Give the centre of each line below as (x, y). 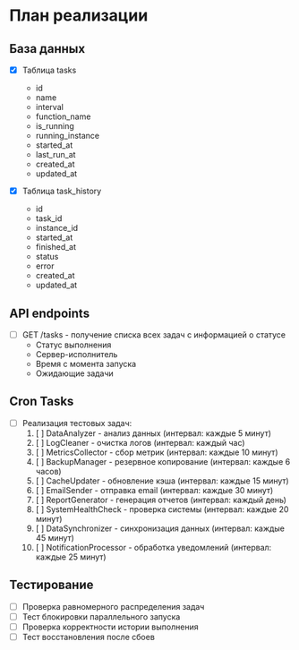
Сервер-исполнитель (77, 354)
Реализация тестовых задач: (77, 423)
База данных (47, 49)
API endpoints (50, 313)
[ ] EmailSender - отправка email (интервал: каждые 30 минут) (154, 490)
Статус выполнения (73, 345)
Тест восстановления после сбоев (88, 637)
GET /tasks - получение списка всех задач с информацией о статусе (154, 334)
